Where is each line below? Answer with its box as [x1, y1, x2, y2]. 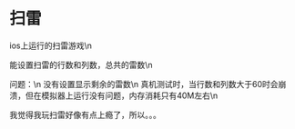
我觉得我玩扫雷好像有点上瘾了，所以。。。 [9, 109, 161, 120]
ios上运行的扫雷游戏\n [9, 40, 93, 51]
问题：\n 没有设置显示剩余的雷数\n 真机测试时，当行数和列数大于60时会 [9, 78, 280, 89]
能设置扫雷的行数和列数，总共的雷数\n [9, 59, 153, 70]
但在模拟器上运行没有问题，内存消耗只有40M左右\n [25, 90, 219, 101]
